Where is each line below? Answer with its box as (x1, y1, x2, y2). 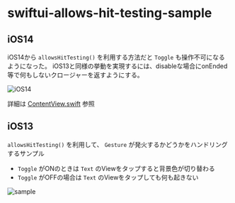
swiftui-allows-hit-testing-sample (7, 5, 212, 21)
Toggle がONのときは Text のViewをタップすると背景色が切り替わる (17, 164, 215, 172)
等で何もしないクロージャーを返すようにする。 (7, 71, 144, 79)
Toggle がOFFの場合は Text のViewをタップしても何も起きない (17, 172, 199, 182)
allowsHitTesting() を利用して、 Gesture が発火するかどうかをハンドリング (7, 140, 228, 148)
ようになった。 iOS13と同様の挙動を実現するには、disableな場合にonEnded (7, 62, 228, 70)
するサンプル (7, 149, 45, 158)
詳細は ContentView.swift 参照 (7, 99, 96, 108)
